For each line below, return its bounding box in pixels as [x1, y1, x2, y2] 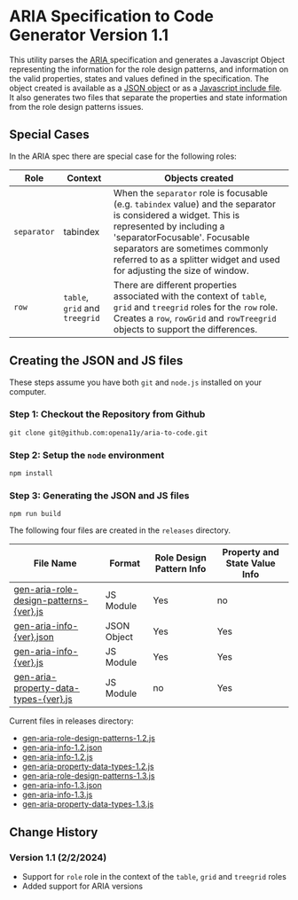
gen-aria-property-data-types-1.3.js [21, 799, 154, 810]
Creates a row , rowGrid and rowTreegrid [114, 312, 277, 325]
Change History [9, 825, 98, 840]
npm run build [9, 510, 62, 519]
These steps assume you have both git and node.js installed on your [9, 377, 263, 387]
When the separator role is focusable [114, 186, 269, 199]
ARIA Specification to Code [9, 6, 215, 27]
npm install [9, 469, 53, 478]
